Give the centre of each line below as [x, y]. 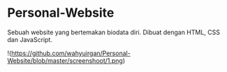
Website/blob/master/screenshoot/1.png [65, 60]
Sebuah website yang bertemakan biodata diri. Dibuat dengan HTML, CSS [114, 32]
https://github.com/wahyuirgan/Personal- [71, 53]
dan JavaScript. [30, 39]
